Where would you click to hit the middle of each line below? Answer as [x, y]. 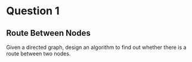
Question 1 [33, 11]
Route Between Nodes [48, 33]
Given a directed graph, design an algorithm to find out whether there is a [96, 47]
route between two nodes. [38, 54]
